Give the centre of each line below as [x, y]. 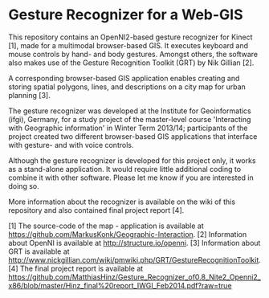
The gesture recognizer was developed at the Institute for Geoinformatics [130, 111]
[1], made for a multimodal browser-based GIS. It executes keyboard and [128, 45]
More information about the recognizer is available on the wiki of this [122, 202]
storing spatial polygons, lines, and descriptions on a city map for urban [127, 87]
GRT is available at [39, 251]
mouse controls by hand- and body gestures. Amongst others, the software [133, 54]
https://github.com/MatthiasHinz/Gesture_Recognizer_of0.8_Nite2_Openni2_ [134, 277]
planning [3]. [29, 95]
